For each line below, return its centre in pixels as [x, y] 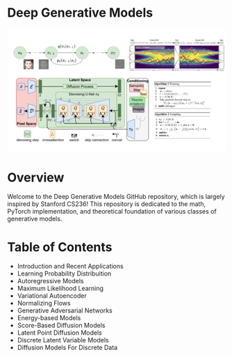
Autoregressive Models [50, 281]
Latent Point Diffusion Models [59, 333]
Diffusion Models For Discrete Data [67, 348]
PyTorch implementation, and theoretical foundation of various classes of [112, 212]
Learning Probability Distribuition [64, 273]
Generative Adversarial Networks [65, 310]
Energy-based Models [49, 318]
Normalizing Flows [44, 303]
